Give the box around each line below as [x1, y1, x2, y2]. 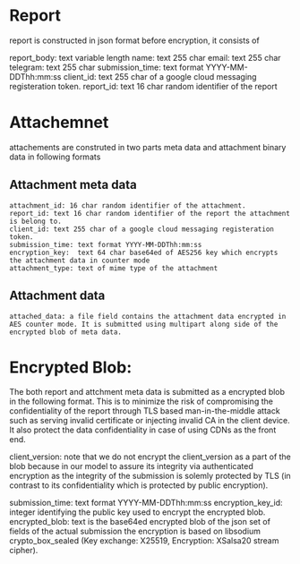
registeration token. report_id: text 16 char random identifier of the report [9, 81, 278, 91]
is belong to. [9, 217, 63, 226]
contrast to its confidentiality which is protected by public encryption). [9, 480, 269, 491]
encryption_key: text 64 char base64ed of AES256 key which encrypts [9, 248, 279, 257]
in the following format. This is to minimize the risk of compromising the [9, 396, 273, 407]
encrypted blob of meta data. [9, 328, 123, 337]
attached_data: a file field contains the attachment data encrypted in [9, 312, 287, 320]
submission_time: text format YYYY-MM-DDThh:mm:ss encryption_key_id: [9, 498, 283, 508]
